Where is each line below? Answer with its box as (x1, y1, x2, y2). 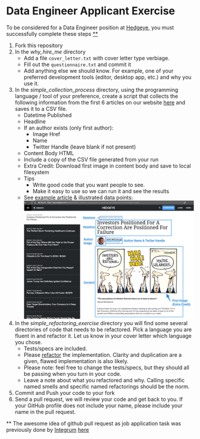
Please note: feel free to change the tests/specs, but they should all (23, 364, 189, 371)
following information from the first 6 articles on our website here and (14, 98, 186, 106)
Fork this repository (14, 42, 63, 49)
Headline (23, 118, 46, 125)
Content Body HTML (23, 149, 74, 156)
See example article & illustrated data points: (23, 194, 133, 201)
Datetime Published (23, 112, 72, 119)
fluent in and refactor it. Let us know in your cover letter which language (14, 332, 192, 339)
